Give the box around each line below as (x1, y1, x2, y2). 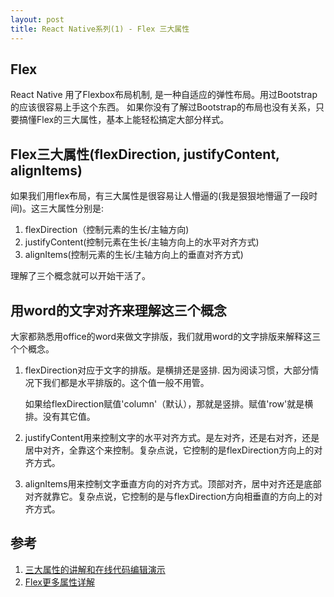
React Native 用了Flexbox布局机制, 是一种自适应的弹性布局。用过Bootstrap (10, 89, 318, 101)
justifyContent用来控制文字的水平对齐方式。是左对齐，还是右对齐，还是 (24, 431, 320, 443)
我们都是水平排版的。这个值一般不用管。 (42, 376, 210, 388)
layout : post (10, 14, 65, 25)
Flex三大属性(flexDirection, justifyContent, (10, 146, 280, 163)
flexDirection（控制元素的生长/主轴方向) (24, 224, 190, 236)
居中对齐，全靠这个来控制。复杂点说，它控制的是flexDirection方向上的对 (24, 444, 323, 456)
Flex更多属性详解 (24, 576, 95, 588)
